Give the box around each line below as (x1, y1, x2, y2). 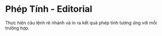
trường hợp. (5, 25, 30, 31)
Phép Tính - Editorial (5, 3, 93, 15)
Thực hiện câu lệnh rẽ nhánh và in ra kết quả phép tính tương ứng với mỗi (5, 20, 157, 26)
